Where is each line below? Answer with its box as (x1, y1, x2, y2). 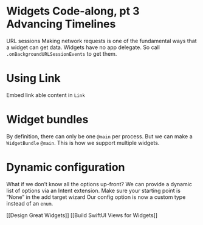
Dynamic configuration (6, 161, 125, 174)
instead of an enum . (6, 200, 53, 207)
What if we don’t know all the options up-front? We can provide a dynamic (6, 180, 193, 187)
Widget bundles (6, 113, 89, 127)
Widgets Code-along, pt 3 (6, 4, 140, 18)
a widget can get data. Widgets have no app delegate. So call (6, 44, 160, 51)
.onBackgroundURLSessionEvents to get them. (6, 50, 117, 57)
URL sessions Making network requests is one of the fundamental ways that (6, 37, 197, 44)
